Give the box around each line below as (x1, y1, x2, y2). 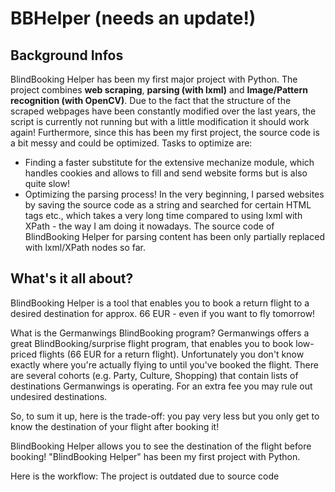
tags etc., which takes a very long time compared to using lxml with (24, 210, 303, 221)
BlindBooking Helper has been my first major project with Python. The (10, 73, 298, 85)
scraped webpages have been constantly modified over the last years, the (10, 105, 317, 117)
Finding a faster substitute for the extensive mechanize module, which (24, 157, 315, 168)
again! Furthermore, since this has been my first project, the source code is (10, 127, 320, 138)
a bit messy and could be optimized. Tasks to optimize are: (10, 137, 253, 149)
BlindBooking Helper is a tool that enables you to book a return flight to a (10, 297, 310, 309)
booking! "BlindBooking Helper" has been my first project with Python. (10, 450, 301, 462)
